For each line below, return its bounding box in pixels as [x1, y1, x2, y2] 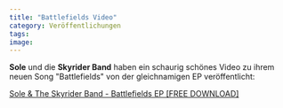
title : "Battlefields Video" [9, 12, 117, 22]
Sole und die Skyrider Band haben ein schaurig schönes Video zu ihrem [9, 62, 275, 73]
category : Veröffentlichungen [9, 21, 122, 30]
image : [9, 37, 34, 47]
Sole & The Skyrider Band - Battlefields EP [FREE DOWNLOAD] [9, 89, 239, 99]
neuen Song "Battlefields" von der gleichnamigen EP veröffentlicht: [9, 72, 255, 82]
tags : [9, 29, 29, 38]
